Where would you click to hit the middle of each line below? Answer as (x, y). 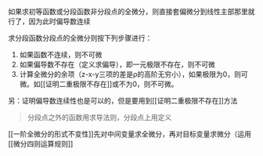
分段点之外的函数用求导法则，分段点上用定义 (99, 117)
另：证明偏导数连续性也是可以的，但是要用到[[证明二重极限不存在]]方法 (123, 101)
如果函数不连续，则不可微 (61, 54)
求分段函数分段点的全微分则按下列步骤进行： (80, 38)
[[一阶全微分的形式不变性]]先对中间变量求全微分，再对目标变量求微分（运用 (130, 134)
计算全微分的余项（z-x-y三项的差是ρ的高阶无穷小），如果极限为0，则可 (133, 74)
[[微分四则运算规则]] (41, 144)
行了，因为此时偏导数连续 (49, 21)
